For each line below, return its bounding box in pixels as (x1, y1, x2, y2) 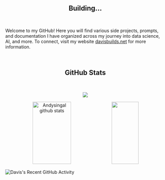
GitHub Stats (64, 68, 106, 77)
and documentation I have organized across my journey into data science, (5, 33, 160, 39)
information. (5, 43, 31, 50)
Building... (68, 4, 103, 13)
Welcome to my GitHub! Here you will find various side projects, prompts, (5, 28, 159, 34)
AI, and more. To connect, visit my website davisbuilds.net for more (5, 38, 146, 44)
